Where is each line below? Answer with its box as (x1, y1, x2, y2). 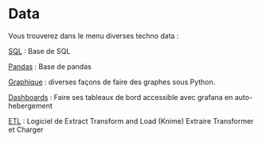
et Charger (8, 125, 44, 134)
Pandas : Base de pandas (8, 61, 92, 71)
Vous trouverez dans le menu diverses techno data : (8, 31, 179, 40)
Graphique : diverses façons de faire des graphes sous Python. (8, 77, 216, 86)
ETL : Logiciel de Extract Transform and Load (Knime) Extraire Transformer (8, 116, 254, 125)
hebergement (8, 101, 53, 110)
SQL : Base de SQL (8, 46, 71, 56)
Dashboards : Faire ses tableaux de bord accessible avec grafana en (8, 92, 233, 102)
